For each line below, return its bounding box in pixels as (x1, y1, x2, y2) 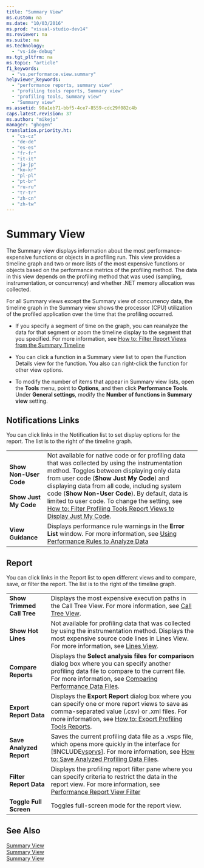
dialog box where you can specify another (50, 659, 171, 668)
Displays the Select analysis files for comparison (50, 651, 194, 660)
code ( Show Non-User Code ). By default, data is (47, 490, 188, 498)
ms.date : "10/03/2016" (6, 20, 64, 26)
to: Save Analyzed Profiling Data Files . (50, 754, 159, 763)
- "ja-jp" (12, 162, 36, 168)
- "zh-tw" (12, 201, 36, 207)
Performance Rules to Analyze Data (47, 537, 149, 545)
